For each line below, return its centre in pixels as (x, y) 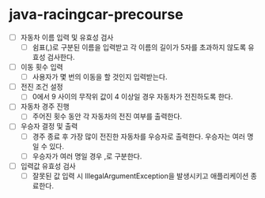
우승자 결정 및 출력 (49, 126)
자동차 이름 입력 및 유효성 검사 (67, 37)
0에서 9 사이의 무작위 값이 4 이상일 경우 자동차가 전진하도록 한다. (132, 97)
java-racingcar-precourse (97, 15)
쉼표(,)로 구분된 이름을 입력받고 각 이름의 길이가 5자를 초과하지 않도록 (139, 47)
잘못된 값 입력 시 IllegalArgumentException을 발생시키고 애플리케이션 (140, 176)
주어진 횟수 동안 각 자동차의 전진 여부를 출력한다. (107, 117)
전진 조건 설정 (42, 87)
